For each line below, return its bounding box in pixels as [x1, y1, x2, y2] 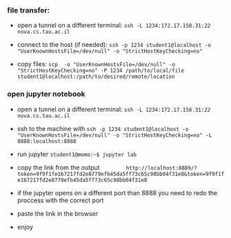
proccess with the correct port [17, 196, 104, 204]
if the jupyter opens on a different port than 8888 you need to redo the [17, 188, 218, 197]
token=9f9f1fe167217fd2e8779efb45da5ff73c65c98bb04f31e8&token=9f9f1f [17, 170, 225, 177]
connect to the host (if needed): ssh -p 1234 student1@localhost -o [17, 41, 212, 49]
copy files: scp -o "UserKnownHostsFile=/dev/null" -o [17, 60, 176, 68]
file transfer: [7, 6, 50, 15]
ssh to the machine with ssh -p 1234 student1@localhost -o [17, 124, 189, 132]
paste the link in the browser [17, 209, 99, 217]
